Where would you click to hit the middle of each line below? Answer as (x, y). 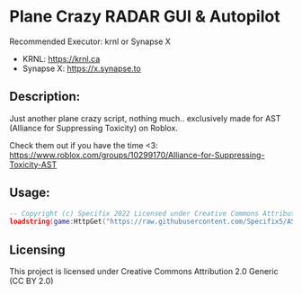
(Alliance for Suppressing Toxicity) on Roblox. (93, 128)
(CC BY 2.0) (31, 281)
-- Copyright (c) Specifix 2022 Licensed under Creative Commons (134, 213)
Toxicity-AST (33, 165)
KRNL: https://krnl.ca (61, 58)
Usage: (30, 193)
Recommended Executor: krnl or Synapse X (90, 41)
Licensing (37, 249)
